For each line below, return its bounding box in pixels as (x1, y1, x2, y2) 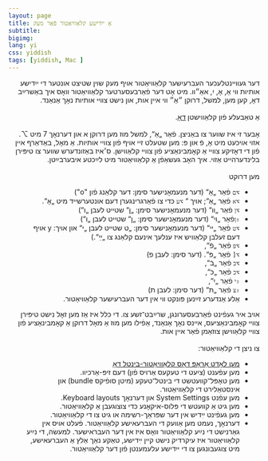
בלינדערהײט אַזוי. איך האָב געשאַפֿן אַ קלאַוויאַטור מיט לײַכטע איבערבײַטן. (47, 154, 260, 164)
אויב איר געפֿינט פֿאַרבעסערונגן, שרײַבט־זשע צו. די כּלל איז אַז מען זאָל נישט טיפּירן (20, 309, 260, 319)
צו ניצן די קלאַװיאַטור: (198, 343, 260, 352)
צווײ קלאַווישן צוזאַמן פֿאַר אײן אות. (160, 326, 260, 336)
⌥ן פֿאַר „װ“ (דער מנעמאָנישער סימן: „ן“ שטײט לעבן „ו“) (78, 205, 240, 214)
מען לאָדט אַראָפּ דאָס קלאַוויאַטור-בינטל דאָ (112, 359, 240, 368)
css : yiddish (8, 49, 52, 57)
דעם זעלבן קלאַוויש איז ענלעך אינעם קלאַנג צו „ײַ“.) (90, 232, 240, 241)
